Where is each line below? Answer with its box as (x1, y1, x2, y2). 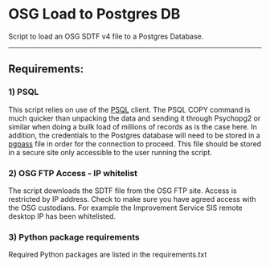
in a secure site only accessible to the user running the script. (8, 147, 213, 157)
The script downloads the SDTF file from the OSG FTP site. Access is (8, 186, 237, 195)
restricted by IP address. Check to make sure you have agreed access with (8, 194, 256, 203)
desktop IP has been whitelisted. (8, 211, 117, 221)
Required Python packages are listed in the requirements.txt (8, 250, 207, 260)
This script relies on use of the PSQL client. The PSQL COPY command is (8, 105, 251, 114)
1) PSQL (8, 86, 39, 97)
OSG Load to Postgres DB (8, 5, 181, 23)
